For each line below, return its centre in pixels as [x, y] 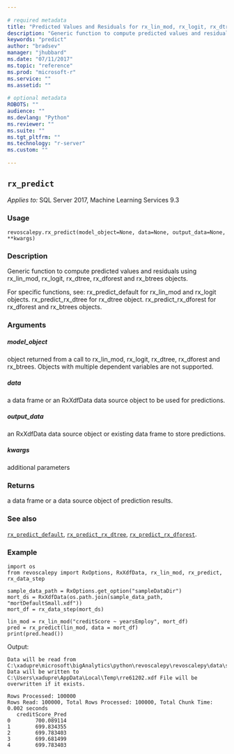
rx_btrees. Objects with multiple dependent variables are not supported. [110, 367]
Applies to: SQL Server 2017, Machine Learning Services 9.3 [93, 200]
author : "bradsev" [34, 46]
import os [22, 566]
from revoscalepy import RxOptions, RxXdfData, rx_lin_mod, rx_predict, [115, 572]
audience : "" [26, 111]
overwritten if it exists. [46, 684]
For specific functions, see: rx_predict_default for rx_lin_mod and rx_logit [112, 292]
